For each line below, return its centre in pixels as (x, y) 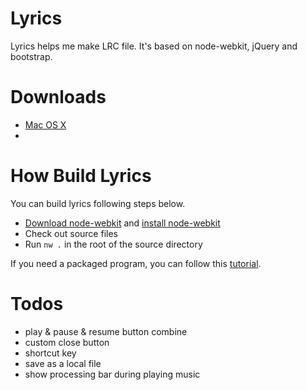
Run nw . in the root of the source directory (113, 244)
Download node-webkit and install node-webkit (122, 223)
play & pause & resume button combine (106, 331)
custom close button (67, 342)
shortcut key (50, 353)
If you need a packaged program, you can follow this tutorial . (136, 263)
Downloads (58, 97)
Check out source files (71, 233)
